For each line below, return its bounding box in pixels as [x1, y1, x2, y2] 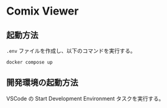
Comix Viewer [6, 4, 79, 18]
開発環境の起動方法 [6, 78, 78, 88]
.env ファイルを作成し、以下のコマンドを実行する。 [6, 47, 136, 54]
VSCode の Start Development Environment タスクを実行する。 [6, 95, 165, 102]
